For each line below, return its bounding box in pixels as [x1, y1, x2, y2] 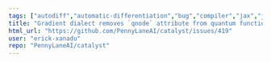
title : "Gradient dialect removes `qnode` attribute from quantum [8, 19, 236, 27]
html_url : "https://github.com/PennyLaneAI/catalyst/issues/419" [8, 27, 232, 35]
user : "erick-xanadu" [8, 34, 81, 43]
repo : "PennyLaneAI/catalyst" [8, 42, 110, 50]
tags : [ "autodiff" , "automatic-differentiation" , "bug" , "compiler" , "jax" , [8, 11, 258, 20]
